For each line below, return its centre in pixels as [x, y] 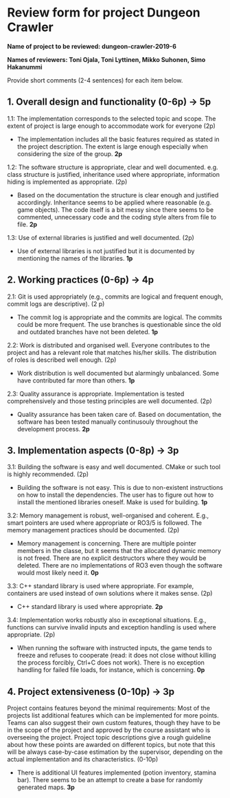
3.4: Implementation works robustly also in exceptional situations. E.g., [107, 620]
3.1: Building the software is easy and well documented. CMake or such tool [114, 467]
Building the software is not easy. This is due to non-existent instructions [120, 488]
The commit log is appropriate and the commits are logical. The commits [119, 317]
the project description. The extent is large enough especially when [112, 147]
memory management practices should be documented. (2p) [93, 530]
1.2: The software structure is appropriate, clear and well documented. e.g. [113, 167]
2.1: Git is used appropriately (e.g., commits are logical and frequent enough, [115, 296]
